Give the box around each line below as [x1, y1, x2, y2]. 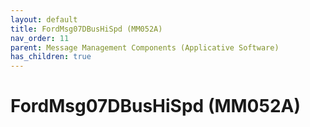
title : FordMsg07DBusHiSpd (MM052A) [10, 24, 163, 34]
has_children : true [10, 52, 92, 62]
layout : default [10, 14, 78, 25]
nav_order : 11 [10, 33, 70, 43]
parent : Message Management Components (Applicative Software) [10, 42, 280, 53]
